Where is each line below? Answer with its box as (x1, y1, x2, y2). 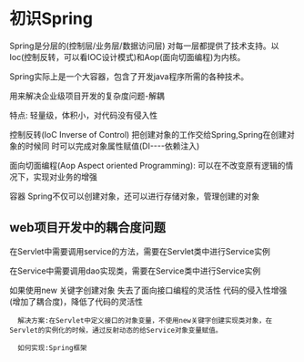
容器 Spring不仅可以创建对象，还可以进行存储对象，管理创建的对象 (9, 191, 260, 202)
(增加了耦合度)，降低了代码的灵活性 (9, 295, 144, 306)
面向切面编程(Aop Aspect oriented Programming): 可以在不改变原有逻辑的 (9, 160, 286, 171)
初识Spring (9, 8, 94, 29)
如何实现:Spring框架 (17, 343, 87, 352)
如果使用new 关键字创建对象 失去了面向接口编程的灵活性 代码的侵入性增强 (9, 284, 288, 295)
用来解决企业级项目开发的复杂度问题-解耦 (9, 90, 166, 101)
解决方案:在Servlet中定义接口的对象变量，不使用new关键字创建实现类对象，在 (17, 315, 273, 325)
